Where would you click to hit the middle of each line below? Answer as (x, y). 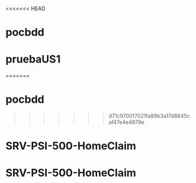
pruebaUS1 (33, 59)
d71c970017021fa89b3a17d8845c (149, 116)
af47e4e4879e (126, 122)
